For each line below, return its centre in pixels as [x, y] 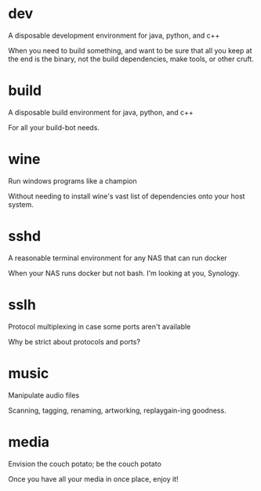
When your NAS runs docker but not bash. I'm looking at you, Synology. [124, 273]
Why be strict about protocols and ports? [74, 341]
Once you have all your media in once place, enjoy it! [93, 478]
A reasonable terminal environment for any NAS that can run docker [118, 258]
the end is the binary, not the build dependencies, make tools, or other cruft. [131, 59]
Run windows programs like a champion [72, 180]
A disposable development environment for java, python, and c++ [114, 35]
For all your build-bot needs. [54, 127]
